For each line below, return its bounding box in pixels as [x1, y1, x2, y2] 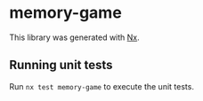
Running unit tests [9, 58, 113, 73]
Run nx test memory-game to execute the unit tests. [9, 81, 194, 91]
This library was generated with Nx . [9, 32, 140, 43]
